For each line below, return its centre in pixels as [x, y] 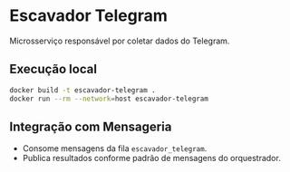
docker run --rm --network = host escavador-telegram [109, 99]
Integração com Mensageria [91, 126]
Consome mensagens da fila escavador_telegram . [115, 148]
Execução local [53, 69]
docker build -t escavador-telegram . [82, 90]
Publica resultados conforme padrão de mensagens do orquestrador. [151, 158]
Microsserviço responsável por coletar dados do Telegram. [120, 41]
